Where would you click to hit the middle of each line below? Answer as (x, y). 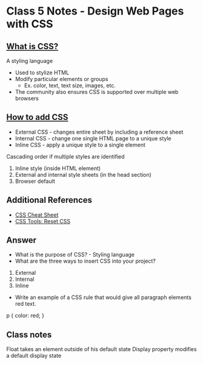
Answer (22, 240)
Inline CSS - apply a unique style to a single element (80, 145)
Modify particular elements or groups (62, 79)
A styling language (30, 61)
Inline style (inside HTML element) (58, 168)
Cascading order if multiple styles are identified (66, 156)
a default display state (34, 356)
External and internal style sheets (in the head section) (83, 174)
